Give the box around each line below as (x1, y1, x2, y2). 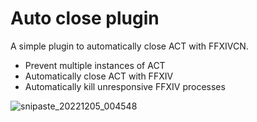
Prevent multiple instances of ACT (24, 59, 166, 71)
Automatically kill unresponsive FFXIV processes (24, 80, 226, 92)
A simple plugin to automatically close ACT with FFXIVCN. (10, 40, 249, 52)
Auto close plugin (10, 7, 160, 30)
